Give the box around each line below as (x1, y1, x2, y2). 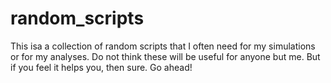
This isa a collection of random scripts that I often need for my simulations (10, 40, 316, 52)
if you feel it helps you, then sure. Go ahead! (10, 61, 193, 73)
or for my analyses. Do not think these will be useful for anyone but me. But (10, 50, 321, 62)
